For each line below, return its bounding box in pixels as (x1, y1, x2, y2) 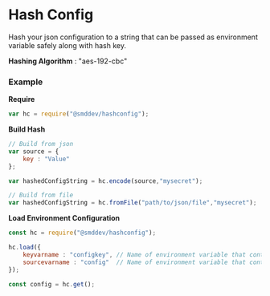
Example (8, 76, 43, 87)
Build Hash (8, 124, 46, 134)
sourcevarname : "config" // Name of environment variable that (22, 258, 247, 266)
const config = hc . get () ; (8, 280, 95, 288)
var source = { (8, 147, 59, 156)
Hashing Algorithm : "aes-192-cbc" (8, 56, 128, 66)
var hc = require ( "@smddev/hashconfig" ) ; (8, 110, 149, 118)
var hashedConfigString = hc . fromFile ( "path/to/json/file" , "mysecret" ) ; (8, 199, 257, 207)
